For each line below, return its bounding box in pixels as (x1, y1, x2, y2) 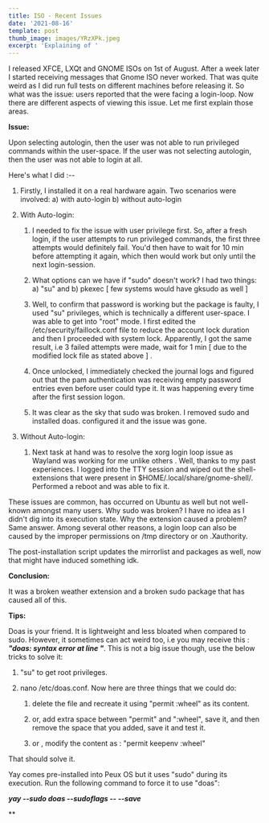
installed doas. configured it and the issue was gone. (31, 416, 207, 426)
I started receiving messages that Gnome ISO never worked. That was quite (8, 72, 259, 82)
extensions (31, 473, 69, 483)
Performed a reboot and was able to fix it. (31, 482, 170, 492)
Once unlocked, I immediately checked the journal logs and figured (31, 367, 255, 377)
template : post (8, 27, 59, 35)
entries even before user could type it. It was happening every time (31, 384, 255, 393)
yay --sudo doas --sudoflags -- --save (8, 794, 142, 804)
